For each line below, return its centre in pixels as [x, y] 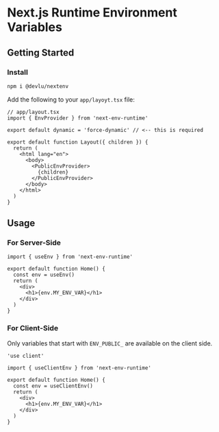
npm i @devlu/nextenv [38, 86]
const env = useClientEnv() [53, 386]
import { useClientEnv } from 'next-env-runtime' [79, 368]
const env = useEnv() [44, 275]
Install [18, 72]
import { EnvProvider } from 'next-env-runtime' [78, 118]
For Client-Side [33, 328]
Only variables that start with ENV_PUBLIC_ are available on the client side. [110, 343]
